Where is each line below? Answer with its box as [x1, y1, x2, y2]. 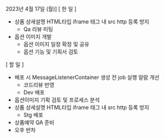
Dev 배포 [23, 89, 45, 96]
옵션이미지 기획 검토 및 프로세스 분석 [14, 96, 100, 103]
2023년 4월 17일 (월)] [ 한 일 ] [5, 5, 76, 12]
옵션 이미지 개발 [14, 33, 52, 40]
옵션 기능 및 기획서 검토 [23, 48, 79, 55]
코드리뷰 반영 [23, 81, 55, 88]
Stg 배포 [23, 111, 43, 119]
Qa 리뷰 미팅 [23, 26, 54, 32]
